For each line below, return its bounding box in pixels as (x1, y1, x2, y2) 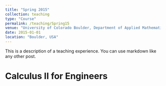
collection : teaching (5, 12, 50, 17)
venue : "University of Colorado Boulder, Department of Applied (5, 26, 140, 30)
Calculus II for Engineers (5, 71, 108, 82)
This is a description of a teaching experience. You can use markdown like (5, 48, 157, 54)
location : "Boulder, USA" (5, 35, 58, 40)
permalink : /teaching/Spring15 (5, 21, 70, 26)
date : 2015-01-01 (5, 30, 41, 35)
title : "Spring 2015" (5, 7, 50, 12)
